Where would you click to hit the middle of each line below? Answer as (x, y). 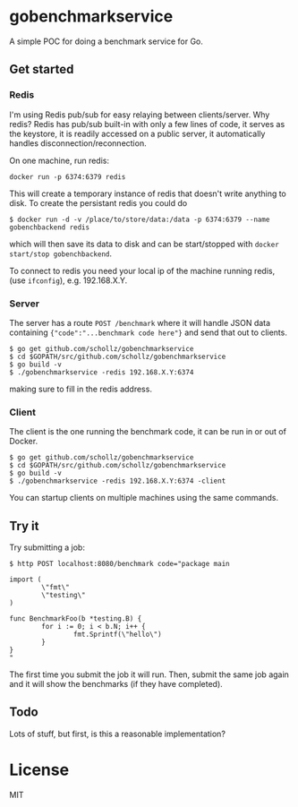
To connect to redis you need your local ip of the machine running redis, (142, 270)
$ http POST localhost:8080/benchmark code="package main (119, 564)
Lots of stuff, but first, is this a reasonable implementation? (118, 734)
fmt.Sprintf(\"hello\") (118, 635)
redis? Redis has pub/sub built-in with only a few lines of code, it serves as (147, 124)
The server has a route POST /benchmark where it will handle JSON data (140, 322)
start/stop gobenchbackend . (61, 253)
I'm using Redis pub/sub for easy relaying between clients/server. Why (140, 115)
